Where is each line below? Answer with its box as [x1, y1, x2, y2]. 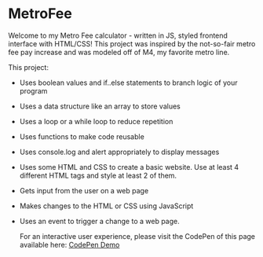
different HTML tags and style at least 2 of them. [19, 171, 177, 180]
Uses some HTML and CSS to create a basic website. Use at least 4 [19, 162, 239, 171]
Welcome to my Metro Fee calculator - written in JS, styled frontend [8, 31, 228, 40]
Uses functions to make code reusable [19, 131, 145, 141]
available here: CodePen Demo [19, 240, 120, 249]
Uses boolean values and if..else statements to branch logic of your [19, 78, 238, 87]
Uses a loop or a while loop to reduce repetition [19, 116, 174, 126]
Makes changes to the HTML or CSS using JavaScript [19, 201, 194, 211]
